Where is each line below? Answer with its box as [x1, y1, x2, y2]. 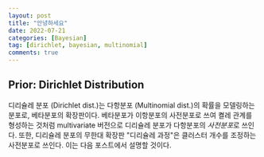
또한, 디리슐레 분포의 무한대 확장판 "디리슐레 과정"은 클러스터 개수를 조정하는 [18, 130, 257, 139]
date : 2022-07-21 [8, 26, 66, 34]
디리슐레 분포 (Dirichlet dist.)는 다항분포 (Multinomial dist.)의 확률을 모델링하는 [8, 100, 256, 110]
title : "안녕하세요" [8, 19, 68, 27]
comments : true [8, 49, 59, 57]
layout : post [8, 11, 52, 20]
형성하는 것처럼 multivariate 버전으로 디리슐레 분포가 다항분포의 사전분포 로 [8, 120, 240, 130]
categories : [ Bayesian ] [8, 33, 87, 42]
